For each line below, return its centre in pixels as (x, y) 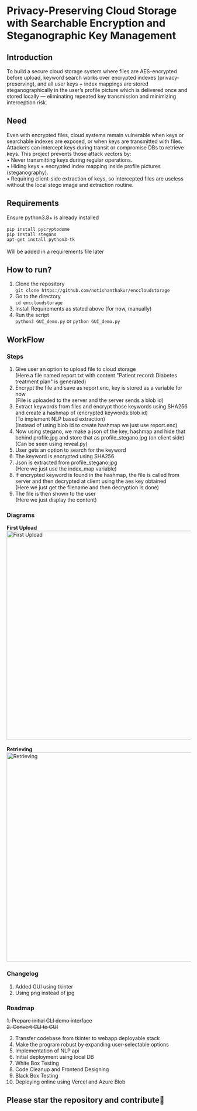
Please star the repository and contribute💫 (86, 1100)
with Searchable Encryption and (86, 23)
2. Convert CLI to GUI (32, 1027)
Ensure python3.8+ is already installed (53, 217)
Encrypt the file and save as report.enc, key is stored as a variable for (99, 388)
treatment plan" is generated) (51, 381)
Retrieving (20, 749)
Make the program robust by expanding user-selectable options (92, 1045)
